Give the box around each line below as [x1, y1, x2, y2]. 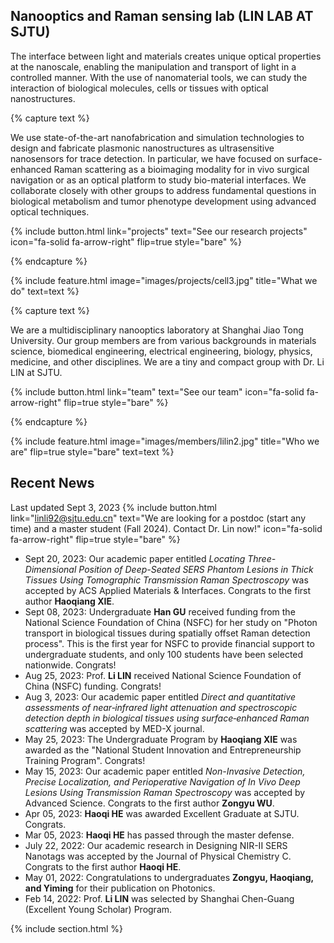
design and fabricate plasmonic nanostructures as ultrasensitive [10, 142, 275, 154]
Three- [247, 552, 277, 564]
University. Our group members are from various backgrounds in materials [10, 334, 317, 346]
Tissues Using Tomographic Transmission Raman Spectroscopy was [24, 574, 309, 586]
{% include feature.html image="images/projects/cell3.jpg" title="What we [10, 274, 318, 286]
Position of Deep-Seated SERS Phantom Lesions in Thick [78, 563, 314, 575]
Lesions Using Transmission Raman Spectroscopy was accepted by [24, 786, 306, 798]
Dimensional [24, 563, 77, 575]
